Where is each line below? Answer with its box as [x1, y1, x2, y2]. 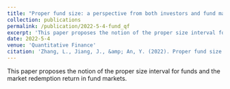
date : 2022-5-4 [7, 36, 51, 42]
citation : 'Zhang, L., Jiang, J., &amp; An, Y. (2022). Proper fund [7, 49, 207, 55]
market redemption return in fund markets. [7, 74, 127, 82]
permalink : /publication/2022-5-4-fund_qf [7, 23, 130, 29]
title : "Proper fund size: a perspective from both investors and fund [7, 10, 216, 17]
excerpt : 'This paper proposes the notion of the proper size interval [7, 29, 216, 36]
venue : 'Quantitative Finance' [7, 42, 97, 49]
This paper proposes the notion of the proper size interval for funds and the [7, 66, 220, 75]
